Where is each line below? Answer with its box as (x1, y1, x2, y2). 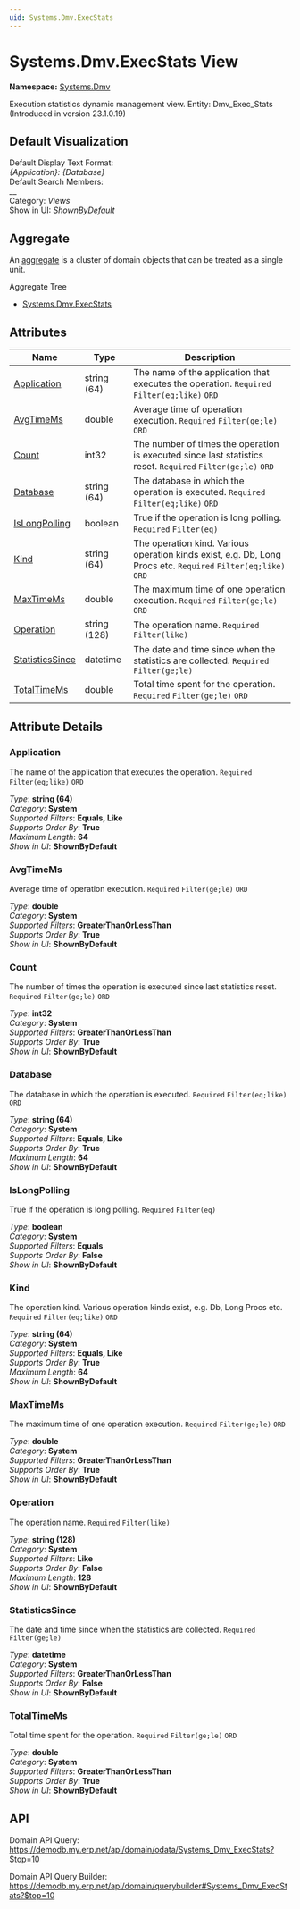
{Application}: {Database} (9, 167, 105, 178)
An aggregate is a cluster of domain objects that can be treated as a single (9, 255, 284, 265)
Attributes (9, 324, 67, 340)
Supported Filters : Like (9, 1552, 94, 1564)
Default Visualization (9, 133, 129, 148)
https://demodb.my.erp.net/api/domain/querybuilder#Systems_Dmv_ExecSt (9, 1880, 287, 1891)
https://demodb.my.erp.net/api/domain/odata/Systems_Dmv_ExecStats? (9, 1845, 275, 1855)
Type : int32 (9, 1008, 53, 1019)
